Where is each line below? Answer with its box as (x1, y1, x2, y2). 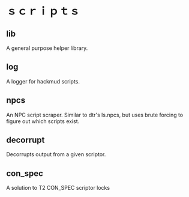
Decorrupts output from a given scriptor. (6, 151, 106, 158)
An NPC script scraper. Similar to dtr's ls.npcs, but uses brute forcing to (6, 111, 184, 118)
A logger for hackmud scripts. (6, 77, 80, 85)
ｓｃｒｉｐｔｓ (6, 4, 80, 18)
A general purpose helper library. (6, 44, 88, 52)
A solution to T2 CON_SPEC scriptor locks (6, 184, 110, 192)
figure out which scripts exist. (6, 117, 80, 125)
